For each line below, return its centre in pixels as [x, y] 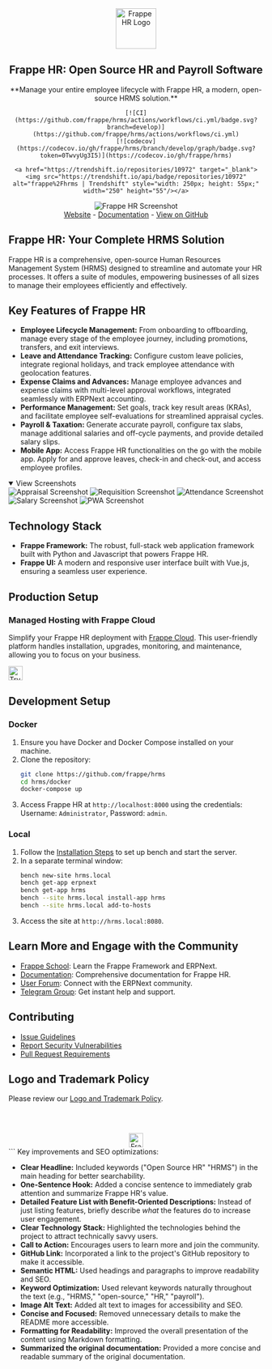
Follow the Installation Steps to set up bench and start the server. [128, 852]
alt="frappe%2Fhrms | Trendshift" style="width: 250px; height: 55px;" [136, 184]
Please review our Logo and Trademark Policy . [86, 1099]
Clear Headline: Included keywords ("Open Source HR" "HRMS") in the [139, 1167]
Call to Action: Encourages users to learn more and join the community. [140, 1245]
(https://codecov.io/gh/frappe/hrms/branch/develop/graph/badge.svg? [136, 148]
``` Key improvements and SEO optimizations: [84, 1152]
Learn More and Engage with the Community [123, 946]
